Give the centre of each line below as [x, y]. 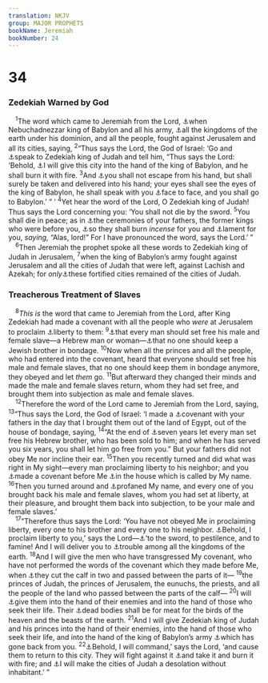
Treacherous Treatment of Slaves [75, 295]
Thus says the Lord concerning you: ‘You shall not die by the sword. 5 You [129, 211]
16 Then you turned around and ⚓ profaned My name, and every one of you [131, 485]
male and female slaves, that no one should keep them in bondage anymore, [134, 367]
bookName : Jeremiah [41, 30]
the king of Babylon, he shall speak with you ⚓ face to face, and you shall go [134, 192]
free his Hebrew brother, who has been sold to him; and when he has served [134, 440]
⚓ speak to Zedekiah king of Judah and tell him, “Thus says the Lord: [122, 157]
